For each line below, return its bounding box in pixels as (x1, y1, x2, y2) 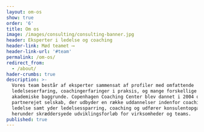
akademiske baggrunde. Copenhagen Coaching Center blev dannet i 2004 (12, 94, 194, 100)
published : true (6, 116, 47, 122)
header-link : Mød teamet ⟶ (6, 43, 75, 49)
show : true (6, 15, 34, 21)
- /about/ (12, 65, 36, 72)
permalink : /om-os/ (6, 54, 56, 60)
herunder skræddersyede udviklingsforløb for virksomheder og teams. (12, 111, 191, 117)
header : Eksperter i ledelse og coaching (6, 37, 113, 43)
